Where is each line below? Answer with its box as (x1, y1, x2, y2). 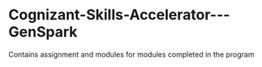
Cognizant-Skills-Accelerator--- (8, 6, 230, 24)
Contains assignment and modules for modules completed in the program (8, 49, 255, 59)
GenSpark (8, 23, 78, 41)
